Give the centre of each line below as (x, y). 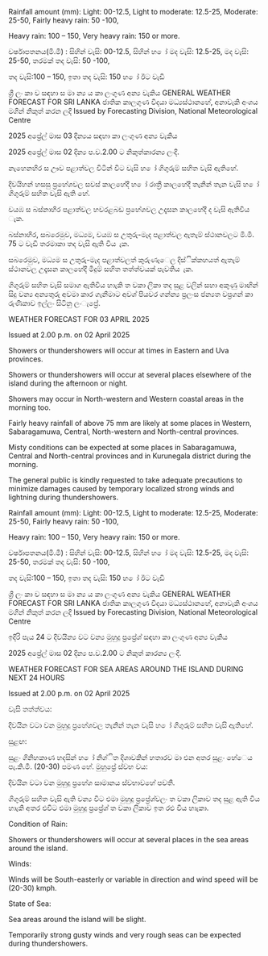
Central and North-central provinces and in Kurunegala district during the (130, 456)
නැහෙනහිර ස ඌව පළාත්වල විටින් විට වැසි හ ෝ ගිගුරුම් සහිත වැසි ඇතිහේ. (124, 168)
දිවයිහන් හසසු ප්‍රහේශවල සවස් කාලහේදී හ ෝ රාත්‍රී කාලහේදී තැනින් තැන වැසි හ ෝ (134, 184)
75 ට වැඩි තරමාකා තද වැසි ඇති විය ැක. (69, 244)
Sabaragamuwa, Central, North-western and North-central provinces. (124, 432)
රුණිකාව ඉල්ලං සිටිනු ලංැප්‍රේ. (54, 303)
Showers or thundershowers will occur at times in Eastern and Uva (119, 351)
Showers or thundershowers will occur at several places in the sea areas (129, 839)
